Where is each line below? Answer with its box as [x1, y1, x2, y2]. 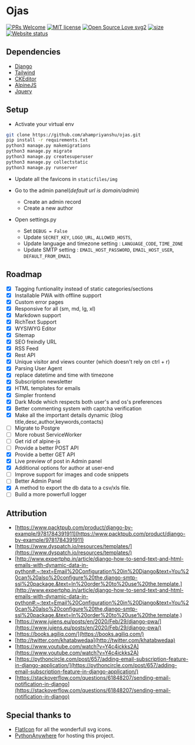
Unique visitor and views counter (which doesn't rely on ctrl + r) [14, 358, 170, 365]
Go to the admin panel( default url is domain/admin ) [14, 187, 140, 194]
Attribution [6, 508, 47, 518]
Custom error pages [14, 298, 64, 305]
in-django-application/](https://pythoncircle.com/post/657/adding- [14, 662, 177, 669]
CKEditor [14, 75, 37, 82]
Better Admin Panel [14, 477, 62, 484]
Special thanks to [6, 710, 71, 720]
